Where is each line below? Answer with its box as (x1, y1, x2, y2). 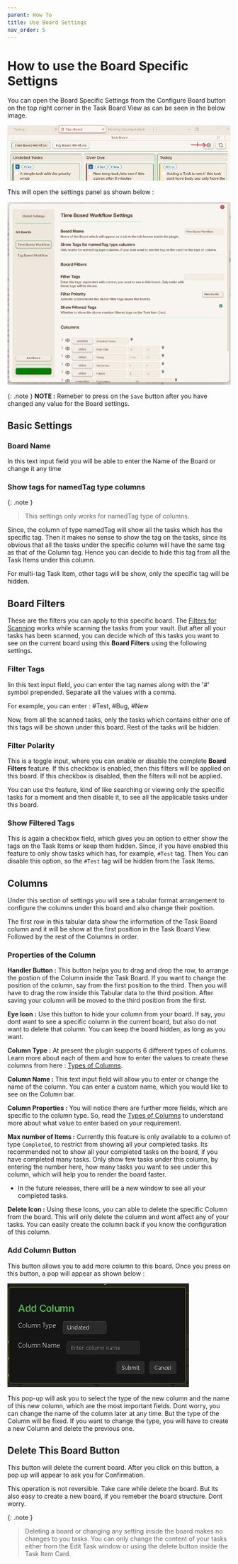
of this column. (7, 1228, 51, 1236)
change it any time (7, 465, 62, 473)
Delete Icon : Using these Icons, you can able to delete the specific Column (7, 1205, 228, 1214)
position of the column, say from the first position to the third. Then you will (7, 981, 227, 990)
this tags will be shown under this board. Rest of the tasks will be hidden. (7, 722, 221, 731)
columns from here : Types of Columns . (7, 1061, 123, 1070)
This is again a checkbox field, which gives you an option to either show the (7, 834, 229, 843)
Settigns (7, 73, 58, 89)
